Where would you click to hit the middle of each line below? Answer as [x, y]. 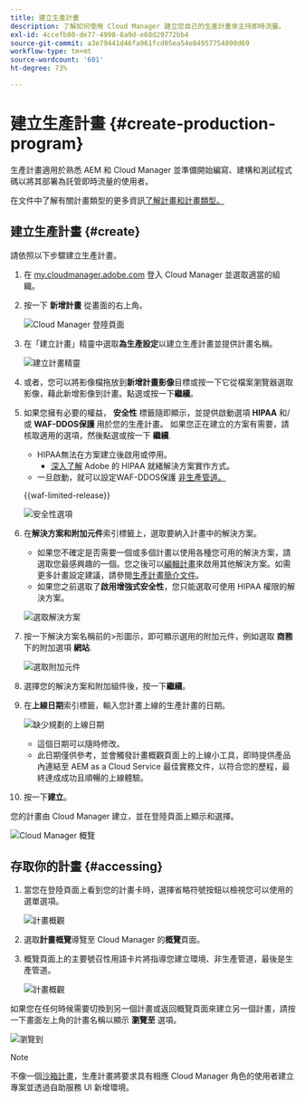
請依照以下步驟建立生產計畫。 [66, 255]
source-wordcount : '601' [57, 60]
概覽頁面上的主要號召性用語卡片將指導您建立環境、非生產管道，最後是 [154, 959]
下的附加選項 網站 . [57, 647]
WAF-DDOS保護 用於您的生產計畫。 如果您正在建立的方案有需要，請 [162, 424]
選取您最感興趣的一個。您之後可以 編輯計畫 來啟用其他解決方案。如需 [164, 563]
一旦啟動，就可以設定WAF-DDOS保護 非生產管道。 [131, 477]
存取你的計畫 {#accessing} [87, 867]
